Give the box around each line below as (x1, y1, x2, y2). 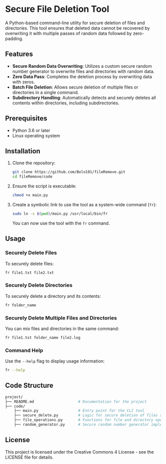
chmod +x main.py (12, 193, 48, 198)
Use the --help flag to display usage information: (5, 358, 105, 364)
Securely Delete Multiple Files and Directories (5, 314, 117, 321)
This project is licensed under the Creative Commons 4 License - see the (5, 449, 154, 455)
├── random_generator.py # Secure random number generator (14, 422, 149, 427)
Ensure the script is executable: (12, 183, 77, 189)
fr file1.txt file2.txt (5, 270, 54, 275)
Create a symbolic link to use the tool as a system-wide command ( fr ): (12, 202, 157, 207)
